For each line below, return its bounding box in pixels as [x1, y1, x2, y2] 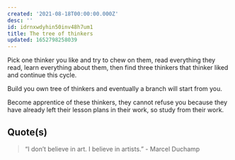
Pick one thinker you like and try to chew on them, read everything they [7, 56, 216, 64]
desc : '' [7, 17, 33, 24]
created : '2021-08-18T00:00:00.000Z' [7, 10, 119, 18]
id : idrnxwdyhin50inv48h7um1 [7, 23, 93, 30]
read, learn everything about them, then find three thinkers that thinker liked [7, 63, 229, 72]
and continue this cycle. [7, 71, 77, 80]
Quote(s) [7, 126, 47, 138]
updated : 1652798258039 [7, 37, 78, 44]
